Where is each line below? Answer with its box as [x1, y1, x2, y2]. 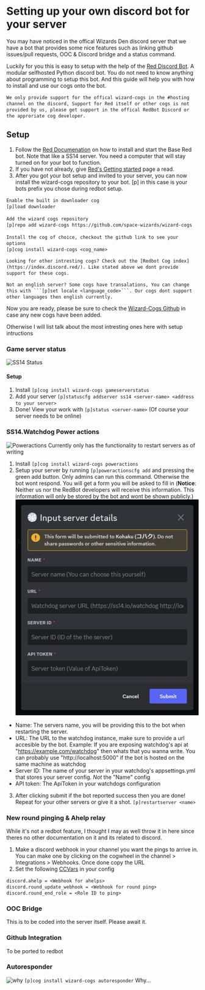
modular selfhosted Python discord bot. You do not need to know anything [6, 69, 194, 76]
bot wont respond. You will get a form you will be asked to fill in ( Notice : [15, 479, 196, 487]
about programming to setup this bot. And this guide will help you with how [6, 75, 195, 83]
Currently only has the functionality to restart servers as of [48, 441, 195, 449]
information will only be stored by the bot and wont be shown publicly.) [15, 492, 194, 500]
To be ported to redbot [6, 947, 63, 954]
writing [6, 448, 24, 456]
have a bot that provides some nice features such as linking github [6, 44, 174, 51]
